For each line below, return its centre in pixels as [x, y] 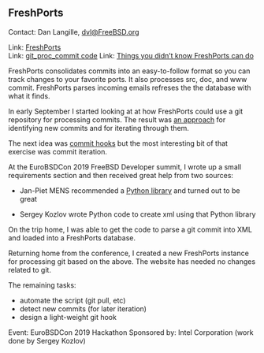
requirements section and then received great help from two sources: [121, 175]
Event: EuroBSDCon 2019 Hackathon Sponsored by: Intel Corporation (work [131, 332]
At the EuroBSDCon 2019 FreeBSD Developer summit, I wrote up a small [125, 167]
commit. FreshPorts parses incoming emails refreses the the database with [130, 87]
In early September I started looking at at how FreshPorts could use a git [126, 111]
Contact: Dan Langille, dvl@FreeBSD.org [74, 32]
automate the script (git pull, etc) [73, 300]
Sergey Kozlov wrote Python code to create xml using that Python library [138, 214]
